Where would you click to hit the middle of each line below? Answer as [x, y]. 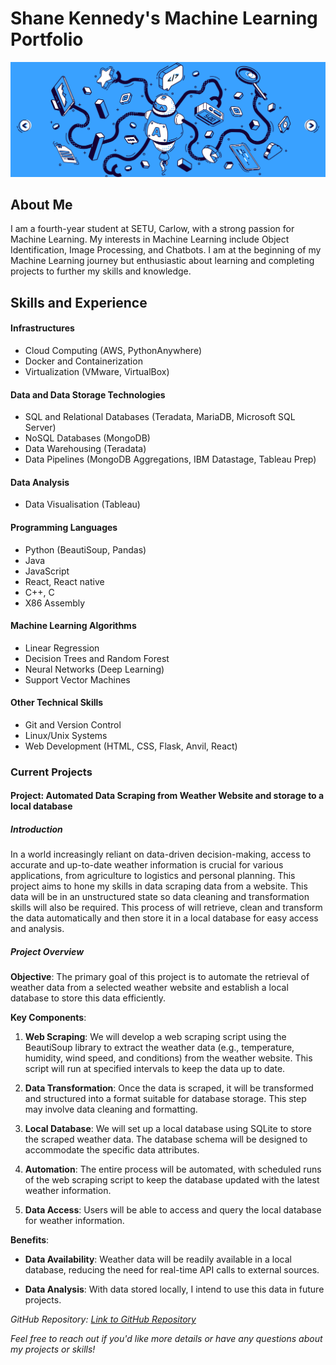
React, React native [64, 581]
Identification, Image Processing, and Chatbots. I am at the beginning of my [166, 250]
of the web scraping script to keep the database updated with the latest [172, 1180]
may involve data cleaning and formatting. [111, 1109]
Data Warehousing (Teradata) [85, 449]
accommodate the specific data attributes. [112, 1150]
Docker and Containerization [83, 361]
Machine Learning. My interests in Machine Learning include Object [150, 239]
